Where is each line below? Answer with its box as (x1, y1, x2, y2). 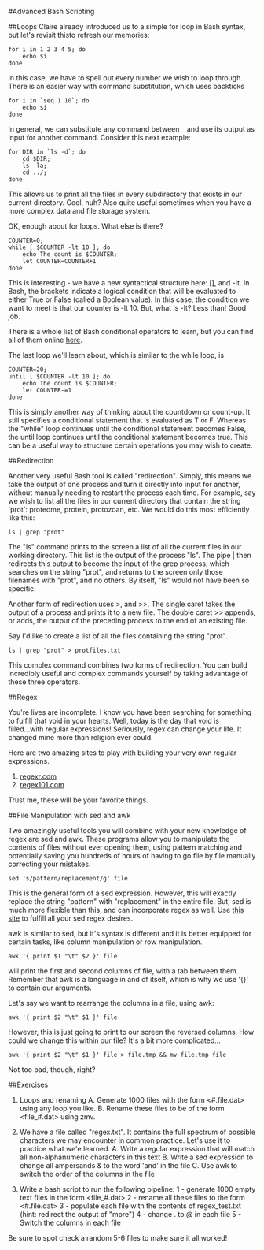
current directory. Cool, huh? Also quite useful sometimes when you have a (8, 198, 251, 207)
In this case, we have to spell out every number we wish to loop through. (8, 73, 244, 82)
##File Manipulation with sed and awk (8, 811, 131, 820)
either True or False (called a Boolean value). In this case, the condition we (8, 295, 250, 304)
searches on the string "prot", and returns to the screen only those (8, 567, 224, 576)
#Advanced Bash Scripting (8, 7, 95, 16)
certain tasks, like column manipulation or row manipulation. (8, 937, 203, 947)
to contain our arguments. (8, 983, 92, 992)
